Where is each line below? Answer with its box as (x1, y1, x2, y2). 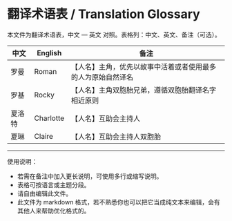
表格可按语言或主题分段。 (17, 180, 90, 189)
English (37, 48, 62, 57)
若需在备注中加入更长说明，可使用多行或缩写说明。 (17, 172, 163, 180)
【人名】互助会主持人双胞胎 (71, 132, 162, 142)
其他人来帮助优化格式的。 (17, 206, 90, 215)
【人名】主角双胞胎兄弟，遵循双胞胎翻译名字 (71, 85, 217, 95)
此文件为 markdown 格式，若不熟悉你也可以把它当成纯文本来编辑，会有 (17, 198, 221, 206)
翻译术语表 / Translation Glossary (7, 6, 200, 22)
